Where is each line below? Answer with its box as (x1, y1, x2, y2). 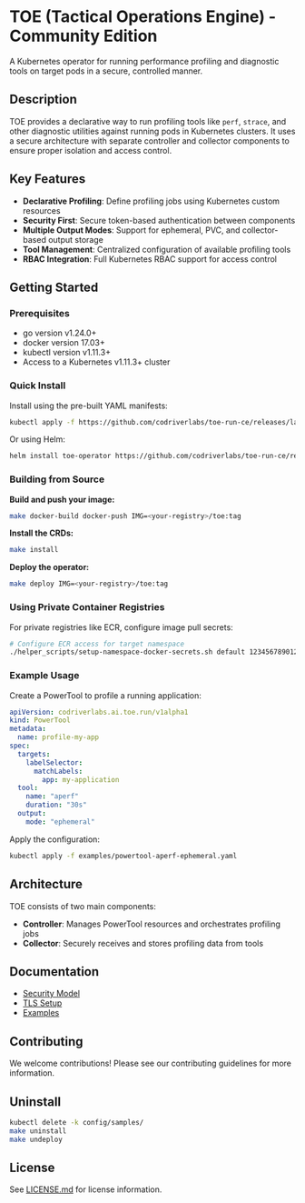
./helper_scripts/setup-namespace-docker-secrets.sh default (9, 647, 246, 657)
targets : (17, 749, 51, 758)
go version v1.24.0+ (22, 327, 97, 338)
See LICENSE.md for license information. (9, 1184, 162, 1195)
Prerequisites (9, 306, 70, 319)
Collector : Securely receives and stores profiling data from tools (22, 937, 264, 948)
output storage (48, 234, 104, 245)
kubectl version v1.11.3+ (22, 347, 112, 358)
